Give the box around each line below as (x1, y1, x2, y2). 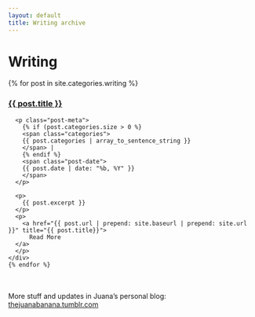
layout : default (8, 11, 61, 20)
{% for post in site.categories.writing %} (8, 79, 139, 88)
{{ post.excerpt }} (22, 198, 86, 207)
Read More (28, 233, 61, 241)
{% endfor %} (8, 260, 51, 268)
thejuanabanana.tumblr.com (8, 300, 99, 309)
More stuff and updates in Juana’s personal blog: (8, 291, 166, 300)
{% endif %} (22, 150, 61, 158)
